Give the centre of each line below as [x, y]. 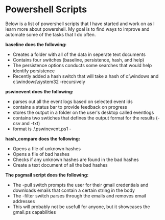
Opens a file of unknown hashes [46, 148]
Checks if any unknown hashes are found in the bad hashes [76, 159]
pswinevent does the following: [40, 91]
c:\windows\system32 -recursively [49, 82]
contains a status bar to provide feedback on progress [70, 107]
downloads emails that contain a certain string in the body [74, 190]
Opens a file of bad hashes [41, 154]
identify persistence [34, 71]
